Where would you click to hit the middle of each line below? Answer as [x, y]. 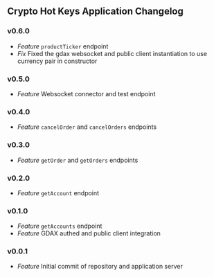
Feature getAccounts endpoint [60, 226]
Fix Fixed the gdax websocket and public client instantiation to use [112, 53]
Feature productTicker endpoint [63, 46]
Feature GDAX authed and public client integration [89, 233]
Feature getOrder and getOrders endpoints [78, 160]
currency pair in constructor [57, 61]
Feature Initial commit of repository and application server [100, 267]
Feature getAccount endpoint [58, 193]
